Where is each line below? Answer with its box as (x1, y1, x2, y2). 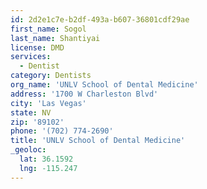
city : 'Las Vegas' (10, 98, 87, 108)
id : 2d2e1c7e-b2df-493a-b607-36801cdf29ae (10, 14, 190, 25)
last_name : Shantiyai (10, 33, 101, 43)
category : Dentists (10, 71, 92, 81)
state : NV (10, 107, 52, 118)
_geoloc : (10, 145, 47, 155)
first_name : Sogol (10, 24, 87, 34)
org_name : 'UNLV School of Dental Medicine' (10, 80, 199, 90)
